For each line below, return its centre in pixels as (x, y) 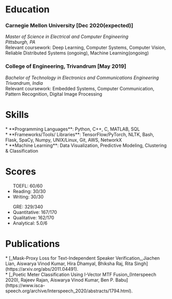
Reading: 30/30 (29, 191)
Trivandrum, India (24, 83)
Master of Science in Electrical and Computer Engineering (67, 36)
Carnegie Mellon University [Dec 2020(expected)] (69, 26)
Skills (17, 115)
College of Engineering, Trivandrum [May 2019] (66, 66)
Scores (21, 171)
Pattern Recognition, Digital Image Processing (54, 94)
